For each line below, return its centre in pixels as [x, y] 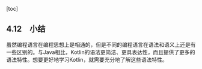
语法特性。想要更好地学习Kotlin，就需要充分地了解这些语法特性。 [87, 59]
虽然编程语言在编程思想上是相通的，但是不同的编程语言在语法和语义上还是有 [101, 44]
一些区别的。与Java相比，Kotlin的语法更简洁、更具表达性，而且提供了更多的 [101, 52]
